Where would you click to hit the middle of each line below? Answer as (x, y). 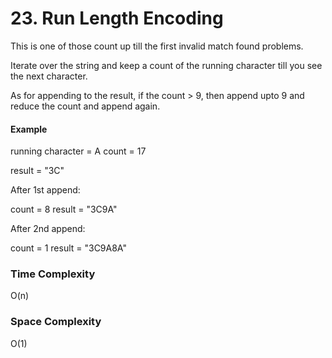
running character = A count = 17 (78, 151)
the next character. (49, 76)
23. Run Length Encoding (117, 18)
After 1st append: (45, 190)
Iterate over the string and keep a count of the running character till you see (166, 65)
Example (29, 129)
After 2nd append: (48, 229)
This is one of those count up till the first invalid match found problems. (157, 46)
